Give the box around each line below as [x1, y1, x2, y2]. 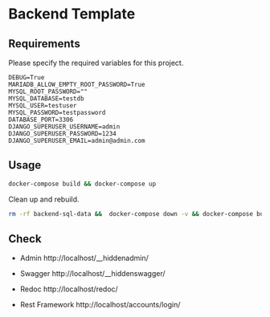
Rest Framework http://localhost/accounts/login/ [19, 300, 181, 310]
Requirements [8, 37, 80, 51]
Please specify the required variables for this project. [8, 58, 184, 67]
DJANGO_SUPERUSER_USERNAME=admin [8, 123, 121, 131]
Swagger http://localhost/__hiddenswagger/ [19, 269, 166, 278]
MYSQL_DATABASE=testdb [8, 95, 84, 103]
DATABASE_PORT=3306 [8, 116, 74, 124]
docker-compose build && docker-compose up [8, 180, 157, 188]
